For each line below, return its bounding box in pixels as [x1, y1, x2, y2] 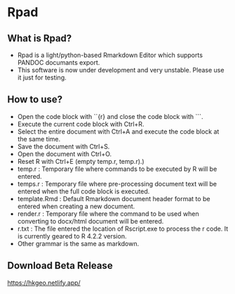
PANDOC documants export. [17, 58, 100, 67]
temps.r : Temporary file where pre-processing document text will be [17, 179, 217, 188]
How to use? [7, 94, 63, 106]
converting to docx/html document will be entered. [17, 217, 164, 225]
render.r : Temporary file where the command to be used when [17, 209, 199, 218]
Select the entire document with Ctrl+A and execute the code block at [17, 127, 220, 136]
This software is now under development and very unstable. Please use [17, 66, 224, 74]
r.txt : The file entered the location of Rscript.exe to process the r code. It [17, 224, 229, 233]
